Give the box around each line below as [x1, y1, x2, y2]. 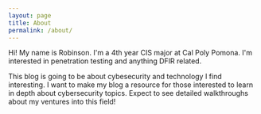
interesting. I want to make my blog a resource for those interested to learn [8, 80, 253, 89]
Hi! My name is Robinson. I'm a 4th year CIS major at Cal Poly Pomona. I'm [8, 48, 253, 58]
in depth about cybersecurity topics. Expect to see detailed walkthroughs [8, 89, 249, 98]
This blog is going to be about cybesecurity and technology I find [8, 72, 223, 82]
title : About [8, 19, 52, 27]
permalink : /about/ [8, 26, 73, 34]
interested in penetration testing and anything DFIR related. [8, 56, 202, 66]
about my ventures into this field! [8, 97, 116, 107]
